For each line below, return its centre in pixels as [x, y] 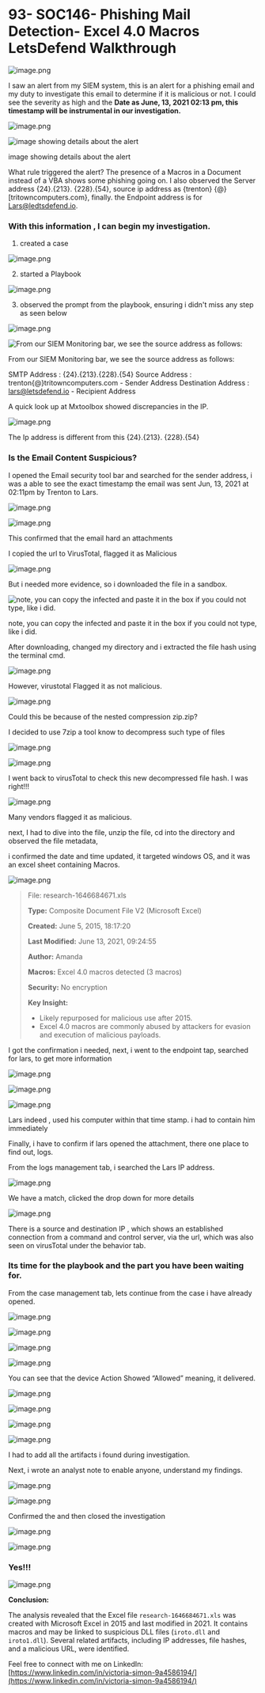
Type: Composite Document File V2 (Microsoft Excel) [114, 910]
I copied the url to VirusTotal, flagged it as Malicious [93, 553]
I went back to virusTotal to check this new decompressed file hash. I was [129, 778]
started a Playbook [50, 274]
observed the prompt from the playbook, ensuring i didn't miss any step [136, 305]
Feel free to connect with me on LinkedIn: [76, 1665]
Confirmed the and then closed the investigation [87, 1516]
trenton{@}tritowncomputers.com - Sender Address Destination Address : [129, 383]
